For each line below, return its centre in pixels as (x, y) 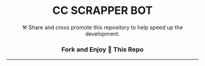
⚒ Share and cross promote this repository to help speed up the (103, 27)
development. (103, 33)
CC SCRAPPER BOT (103, 11)
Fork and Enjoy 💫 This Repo (103, 49)
